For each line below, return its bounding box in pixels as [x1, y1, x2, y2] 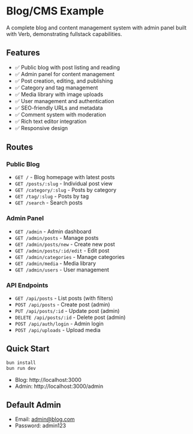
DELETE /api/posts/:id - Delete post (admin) [14, 314, 126, 321]
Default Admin [6, 400, 61, 410]
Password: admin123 [14, 422, 67, 429]
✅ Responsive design [14, 124, 68, 131]
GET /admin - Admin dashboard [14, 228, 92, 235]
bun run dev [6, 365, 36, 371]
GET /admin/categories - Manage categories [14, 253, 125, 260]
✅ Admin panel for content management [14, 70, 115, 77]
